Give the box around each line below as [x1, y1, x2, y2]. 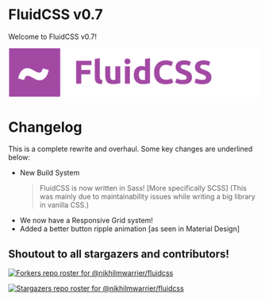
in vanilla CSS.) [39, 200, 90, 210]
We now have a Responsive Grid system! [19, 216, 153, 226]
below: [8, 152, 30, 162]
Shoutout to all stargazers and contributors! [8, 247, 230, 260]
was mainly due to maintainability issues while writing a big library [39, 192, 255, 202]
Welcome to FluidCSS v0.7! [8, 32, 98, 41]
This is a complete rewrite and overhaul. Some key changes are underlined [8, 145, 253, 154]
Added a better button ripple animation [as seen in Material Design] [19, 224, 240, 233]
